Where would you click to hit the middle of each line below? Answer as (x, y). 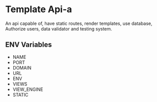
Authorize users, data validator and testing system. (59, 28)
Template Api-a (39, 9)
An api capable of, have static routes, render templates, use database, (79, 23)
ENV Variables (29, 45)
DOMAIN (22, 67)
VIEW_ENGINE (28, 89)
